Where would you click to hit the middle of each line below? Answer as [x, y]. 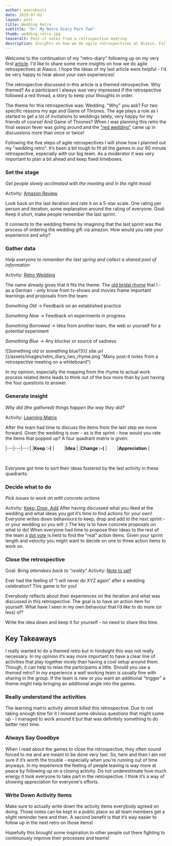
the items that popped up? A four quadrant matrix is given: [67, 438]
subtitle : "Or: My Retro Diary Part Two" [50, 29]
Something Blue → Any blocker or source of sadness [61, 341]
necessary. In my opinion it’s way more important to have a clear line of [80, 656]
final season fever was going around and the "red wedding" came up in [81, 127]
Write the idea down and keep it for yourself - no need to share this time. [82, 623]
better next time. [23, 724]
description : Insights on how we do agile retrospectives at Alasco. [81, 44]
